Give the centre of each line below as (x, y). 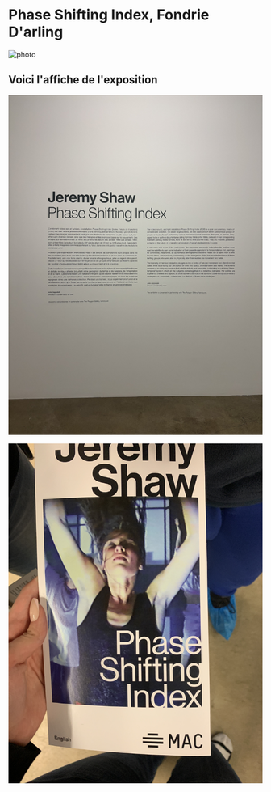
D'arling (36, 32)
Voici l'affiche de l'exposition (83, 80)
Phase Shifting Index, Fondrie (109, 15)
